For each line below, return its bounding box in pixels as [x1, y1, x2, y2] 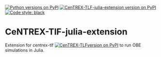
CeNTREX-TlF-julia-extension [5, 26, 128, 37]
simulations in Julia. [5, 47, 45, 53]
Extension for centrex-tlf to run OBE [5, 42, 142, 48]
